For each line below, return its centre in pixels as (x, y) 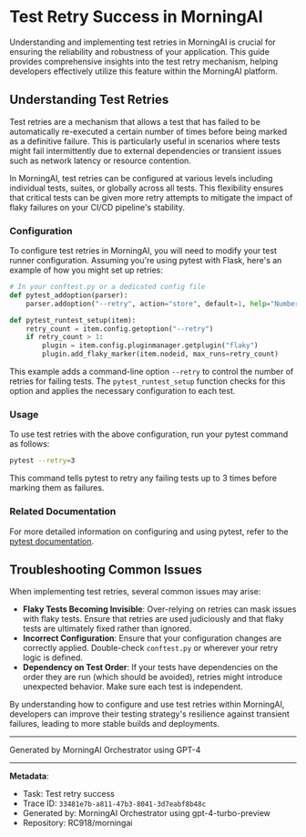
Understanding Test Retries (89, 100)
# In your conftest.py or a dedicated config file (107, 287)
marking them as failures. (57, 488)
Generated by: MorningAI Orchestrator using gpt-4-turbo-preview (147, 813)
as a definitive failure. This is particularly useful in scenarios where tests (145, 141)
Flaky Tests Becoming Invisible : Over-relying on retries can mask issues (159, 609)
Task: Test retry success (69, 794)
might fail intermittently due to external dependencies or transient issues (146, 150)
